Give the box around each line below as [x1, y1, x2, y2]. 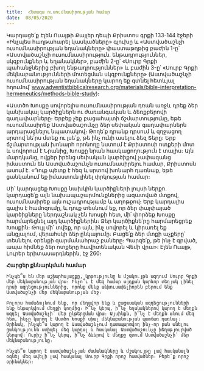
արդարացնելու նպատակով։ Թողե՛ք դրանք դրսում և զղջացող [6, 128, 182, 135]
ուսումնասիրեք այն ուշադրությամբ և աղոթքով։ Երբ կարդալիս [6, 198, 185, 205]
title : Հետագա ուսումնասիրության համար [6, 9, 111, 15]
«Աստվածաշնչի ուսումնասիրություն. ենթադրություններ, [6, 51, 167, 58]
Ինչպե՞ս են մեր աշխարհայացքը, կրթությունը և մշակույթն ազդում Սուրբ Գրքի [6, 273, 198, 279]
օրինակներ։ [6, 358, 34, 365]
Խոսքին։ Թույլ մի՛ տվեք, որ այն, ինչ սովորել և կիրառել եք [6, 223, 167, 231]
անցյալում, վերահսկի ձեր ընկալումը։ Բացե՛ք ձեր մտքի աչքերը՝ [6, 230, 186, 237]
